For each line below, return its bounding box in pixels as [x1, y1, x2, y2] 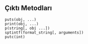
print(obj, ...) [5, 21, 39, 26]
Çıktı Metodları [5, 4, 52, 12]
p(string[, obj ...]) [5, 26, 50, 31]
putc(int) [5, 34, 26, 39]
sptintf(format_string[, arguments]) [5, 30, 84, 35]
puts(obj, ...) [5, 17, 37, 22]
